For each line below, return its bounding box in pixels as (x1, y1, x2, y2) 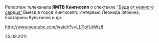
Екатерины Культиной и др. (5, 15, 63, 20)
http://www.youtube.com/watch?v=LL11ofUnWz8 (5, 24, 104, 30)
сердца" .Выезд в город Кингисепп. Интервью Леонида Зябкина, (5, 9, 140, 15)
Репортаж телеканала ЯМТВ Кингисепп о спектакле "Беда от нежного (5, 4, 154, 10)
